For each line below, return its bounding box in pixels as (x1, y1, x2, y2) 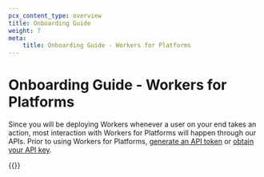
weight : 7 (8, 26, 42, 34)
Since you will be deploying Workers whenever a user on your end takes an (8, 119, 257, 129)
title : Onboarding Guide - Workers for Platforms (22, 42, 192, 50)
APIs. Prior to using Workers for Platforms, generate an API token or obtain (8, 137, 254, 147)
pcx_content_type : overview (8, 11, 102, 20)
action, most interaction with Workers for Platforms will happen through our (8, 128, 257, 138)
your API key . (8, 145, 52, 155)
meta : (8, 34, 26, 42)
